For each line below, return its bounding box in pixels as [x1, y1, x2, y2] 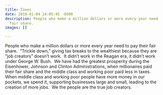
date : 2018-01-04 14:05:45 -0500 [5, 12, 73, 17]
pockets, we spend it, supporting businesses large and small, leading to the [5, 79, 157, 85]
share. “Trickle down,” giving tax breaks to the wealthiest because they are [5, 48, 157, 54]
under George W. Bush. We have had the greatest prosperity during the [5, 58, 150, 64]
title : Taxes [5, 7, 32, 12]
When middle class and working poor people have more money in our [5, 74, 145, 80]
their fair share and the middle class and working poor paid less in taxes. [5, 69, 151, 75]
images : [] [5, 25, 27, 30]
